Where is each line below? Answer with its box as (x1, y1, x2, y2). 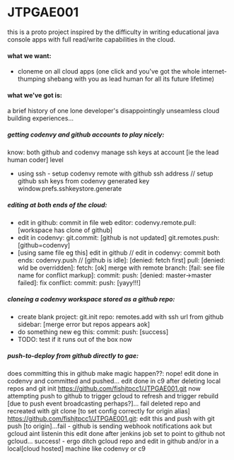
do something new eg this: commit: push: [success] (17, 328, 168, 336)
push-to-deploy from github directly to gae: (7, 351, 139, 360)
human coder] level (7, 156, 64, 164)
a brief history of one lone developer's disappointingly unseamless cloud (7, 107, 220, 115)
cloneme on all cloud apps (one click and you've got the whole (17, 67, 200, 76)
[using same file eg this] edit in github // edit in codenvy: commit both (17, 248, 221, 257)
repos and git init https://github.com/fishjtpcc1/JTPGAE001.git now (7, 384, 201, 393)
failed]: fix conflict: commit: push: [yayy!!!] (17, 279, 141, 287)
